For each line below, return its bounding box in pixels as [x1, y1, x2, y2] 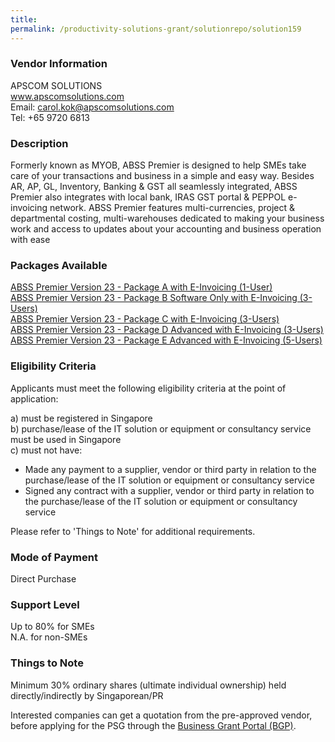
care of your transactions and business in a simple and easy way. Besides [10, 170, 315, 182]
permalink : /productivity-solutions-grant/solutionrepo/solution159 [10, 24, 302, 34]
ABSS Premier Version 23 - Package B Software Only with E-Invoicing [10, 292, 298, 304]
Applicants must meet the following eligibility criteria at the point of [10, 382, 287, 394]
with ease [10, 234, 51, 246]
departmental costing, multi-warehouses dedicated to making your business [10, 212, 325, 225]
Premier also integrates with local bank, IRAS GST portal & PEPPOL [10, 191, 287, 203]
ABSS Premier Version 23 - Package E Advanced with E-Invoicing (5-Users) [10, 334, 323, 346]
